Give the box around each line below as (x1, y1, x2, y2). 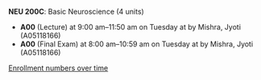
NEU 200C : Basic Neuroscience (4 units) (8, 7, 145, 16)
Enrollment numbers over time (8, 63, 109, 73)
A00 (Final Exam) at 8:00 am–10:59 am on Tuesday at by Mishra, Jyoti (19, 39, 254, 49)
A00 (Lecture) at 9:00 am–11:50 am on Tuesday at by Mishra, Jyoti (19, 22, 242, 31)
